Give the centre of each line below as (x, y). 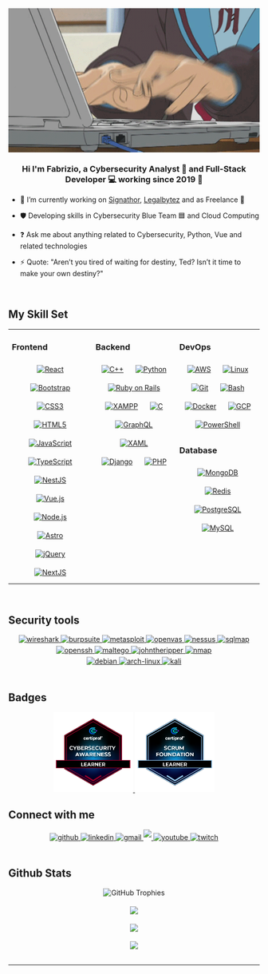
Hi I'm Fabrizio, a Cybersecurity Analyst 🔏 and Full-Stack (134, 168)
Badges (28, 697)
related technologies (53, 246)
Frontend (30, 346)
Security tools (44, 620)
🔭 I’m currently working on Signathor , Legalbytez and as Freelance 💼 (132, 200)
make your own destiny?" (61, 274)
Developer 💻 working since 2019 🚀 (134, 179)
